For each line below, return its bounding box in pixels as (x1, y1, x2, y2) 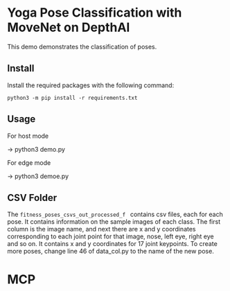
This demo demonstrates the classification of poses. (7, 42, 157, 51)
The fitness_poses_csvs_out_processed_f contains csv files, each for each (7, 210, 223, 219)
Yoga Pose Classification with (7, 5, 182, 21)
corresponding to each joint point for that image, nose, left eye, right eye (7, 232, 214, 240)
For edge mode (7, 158, 51, 167)
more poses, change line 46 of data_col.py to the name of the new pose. (7, 247, 215, 256)
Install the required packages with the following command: (7, 81, 175, 89)
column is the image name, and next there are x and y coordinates (7, 225, 196, 233)
